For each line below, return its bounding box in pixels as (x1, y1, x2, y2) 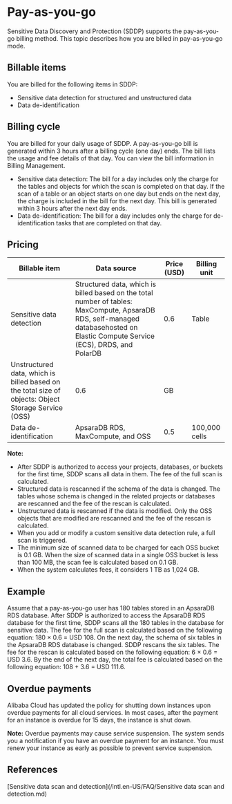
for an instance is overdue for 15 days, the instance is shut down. (7, 716, 192, 724)
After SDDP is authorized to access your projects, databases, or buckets (17, 462, 223, 471)
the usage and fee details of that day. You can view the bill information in (7, 153, 214, 162)
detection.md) (7, 789, 47, 798)
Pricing (7, 239, 39, 250)
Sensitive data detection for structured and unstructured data (17, 93, 192, 102)
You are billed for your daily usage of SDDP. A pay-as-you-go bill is (7, 139, 198, 147)
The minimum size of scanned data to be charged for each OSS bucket (17, 543, 220, 552)
